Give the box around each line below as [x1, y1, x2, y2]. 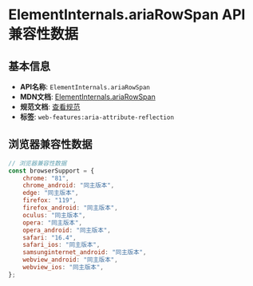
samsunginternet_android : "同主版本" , [22, 248, 147, 256]
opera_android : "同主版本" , [22, 226, 112, 234]
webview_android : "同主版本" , [22, 256, 118, 264]
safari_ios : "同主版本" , [22, 241, 101, 249]
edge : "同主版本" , [22, 189, 79, 197]
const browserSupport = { [8, 166, 94, 175]
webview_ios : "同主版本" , [22, 264, 104, 272]
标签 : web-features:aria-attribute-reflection [19, 112, 174, 121]
